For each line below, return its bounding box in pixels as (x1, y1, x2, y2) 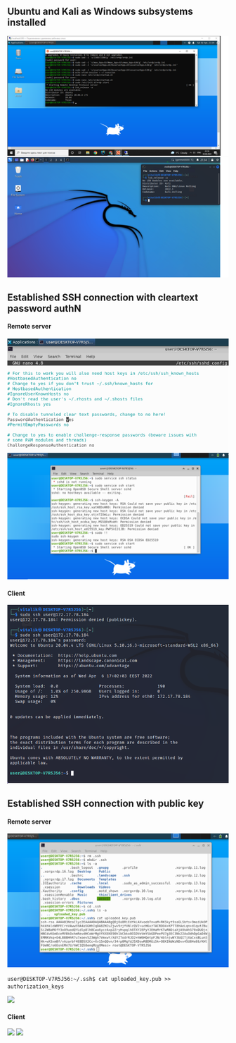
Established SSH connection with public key (7, 798, 204, 810)
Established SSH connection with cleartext (7, 291, 199, 303)
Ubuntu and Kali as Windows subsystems (7, 6, 193, 18)
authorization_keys (7, 983, 65, 990)
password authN (7, 303, 81, 315)
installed (7, 17, 46, 29)
